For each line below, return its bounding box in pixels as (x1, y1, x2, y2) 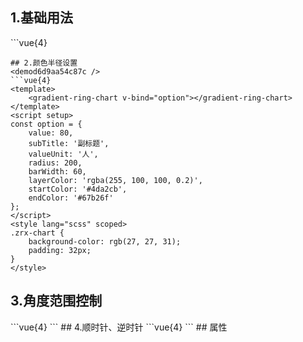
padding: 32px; (28, 245, 92, 255)
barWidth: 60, (28, 166, 87, 177)
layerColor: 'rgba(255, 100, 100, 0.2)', (28, 175, 203, 185)
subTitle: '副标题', (28, 138, 110, 148)
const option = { (10, 119, 83, 129)
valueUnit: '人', (28, 149, 99, 159)
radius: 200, (28, 158, 83, 168)
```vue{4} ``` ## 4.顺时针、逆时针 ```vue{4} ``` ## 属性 (10, 321, 228, 333)
